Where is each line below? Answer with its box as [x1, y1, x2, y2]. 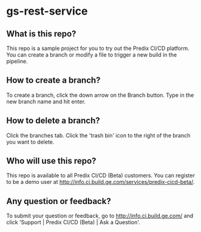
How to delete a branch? [6, 116, 100, 126]
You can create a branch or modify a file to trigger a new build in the [6, 51, 177, 58]
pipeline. [6, 58, 28, 65]
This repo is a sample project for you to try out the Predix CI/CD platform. [6, 44, 189, 52]
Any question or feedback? [6, 196, 111, 206]
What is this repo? [6, 29, 77, 39]
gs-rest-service [6, 4, 88, 18]
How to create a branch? [6, 75, 101, 86]
